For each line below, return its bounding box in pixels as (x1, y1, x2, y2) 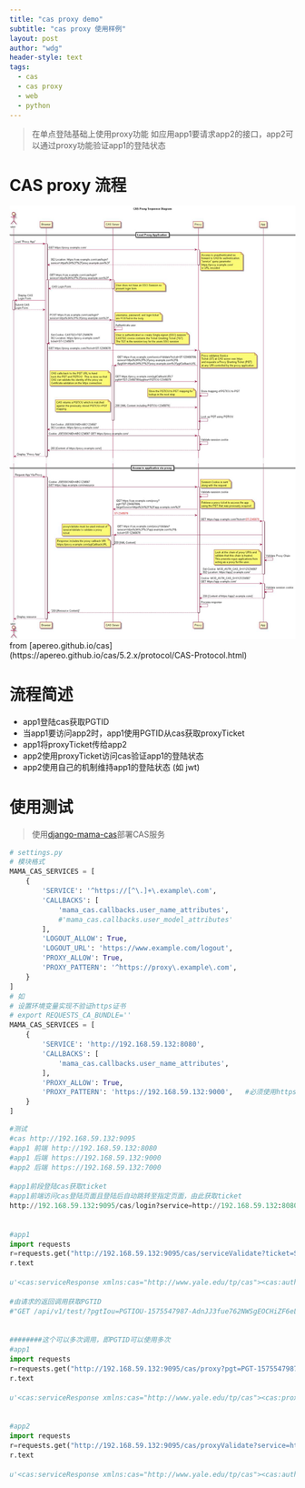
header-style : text (9, 53, 84, 63)
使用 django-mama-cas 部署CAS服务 (31, 829, 165, 840)
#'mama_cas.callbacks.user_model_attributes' (57, 915, 233, 924)
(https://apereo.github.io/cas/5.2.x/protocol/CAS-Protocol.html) (9, 649, 248, 660)
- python (17, 101, 51, 110)
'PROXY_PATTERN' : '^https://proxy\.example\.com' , (42, 963, 238, 972)
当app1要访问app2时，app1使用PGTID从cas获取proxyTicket (22, 728, 245, 739)
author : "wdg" (9, 44, 64, 53)
